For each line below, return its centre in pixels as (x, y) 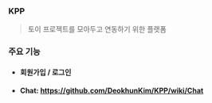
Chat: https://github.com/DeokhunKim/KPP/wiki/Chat (112, 91)
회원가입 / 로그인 (45, 72)
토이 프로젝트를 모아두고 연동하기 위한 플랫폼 (97, 29)
